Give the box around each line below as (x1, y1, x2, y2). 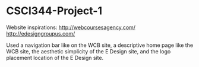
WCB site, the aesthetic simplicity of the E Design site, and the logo (6, 47, 171, 55)
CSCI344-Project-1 (6, 4, 103, 18)
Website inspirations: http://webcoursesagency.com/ (6, 24, 135, 31)
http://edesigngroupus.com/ (6, 30, 75, 37)
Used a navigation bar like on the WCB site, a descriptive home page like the (6, 42, 194, 49)
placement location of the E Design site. (6, 54, 104, 61)
